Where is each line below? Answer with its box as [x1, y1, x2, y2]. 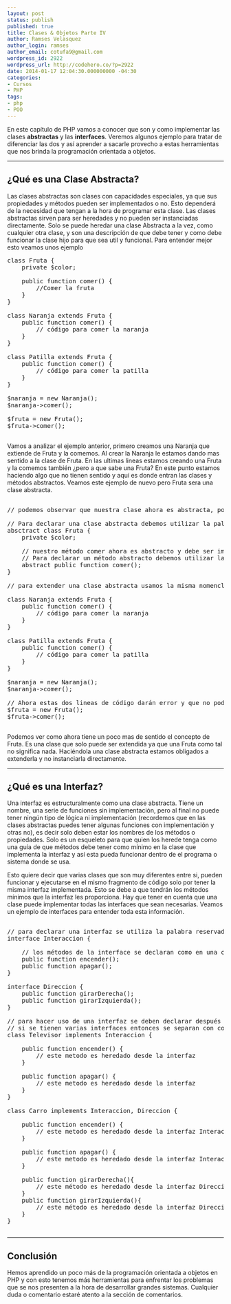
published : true [7, 23, 54, 30]
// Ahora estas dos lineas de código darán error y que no [7, 699, 211, 706]
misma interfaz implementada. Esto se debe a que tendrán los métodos [7, 886, 209, 894]
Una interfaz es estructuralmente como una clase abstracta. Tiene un [7, 799, 204, 807]
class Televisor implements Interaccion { [7, 1031, 153, 1039]
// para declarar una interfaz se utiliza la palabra [7, 928, 192, 936]
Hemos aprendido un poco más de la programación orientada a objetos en [7, 1269, 218, 1277]
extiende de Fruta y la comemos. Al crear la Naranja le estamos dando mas [7, 449, 220, 457]
